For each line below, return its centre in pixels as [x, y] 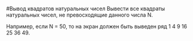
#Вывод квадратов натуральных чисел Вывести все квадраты [85, 9]
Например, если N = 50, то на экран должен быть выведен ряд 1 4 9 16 [97, 26]
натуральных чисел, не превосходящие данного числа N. [80, 15]
